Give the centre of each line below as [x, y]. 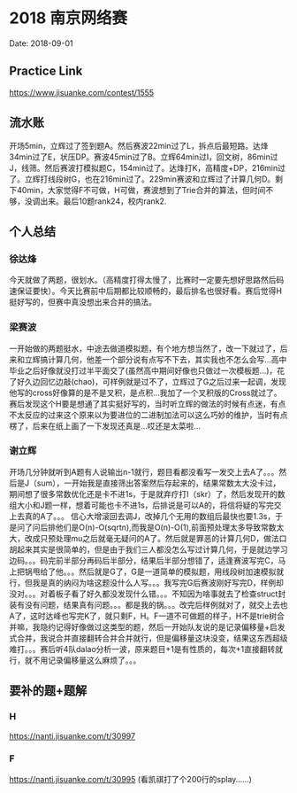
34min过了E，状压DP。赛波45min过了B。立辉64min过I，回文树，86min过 [144, 157]
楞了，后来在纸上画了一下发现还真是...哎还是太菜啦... [105, 425]
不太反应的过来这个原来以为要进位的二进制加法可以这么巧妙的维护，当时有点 [148, 415]
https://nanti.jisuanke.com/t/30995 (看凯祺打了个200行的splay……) [130, 779]
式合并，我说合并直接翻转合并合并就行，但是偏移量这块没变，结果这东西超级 [148, 638]
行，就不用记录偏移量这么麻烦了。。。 [75, 660]
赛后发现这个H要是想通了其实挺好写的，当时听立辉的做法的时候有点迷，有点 [148, 403]
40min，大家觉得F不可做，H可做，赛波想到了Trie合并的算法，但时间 [141, 190]
